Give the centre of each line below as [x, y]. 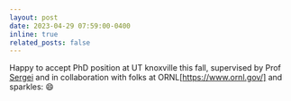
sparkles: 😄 [32, 87]
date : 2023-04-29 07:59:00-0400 [70, 26]
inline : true [34, 34]
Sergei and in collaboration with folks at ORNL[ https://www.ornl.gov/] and [146, 78]
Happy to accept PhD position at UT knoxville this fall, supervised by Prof [145, 68]
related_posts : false [50, 42]
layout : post [34, 17]
